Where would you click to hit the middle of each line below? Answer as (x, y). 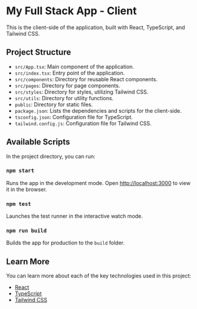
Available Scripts (38, 142)
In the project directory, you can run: (51, 156)
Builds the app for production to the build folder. (66, 243)
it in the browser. (27, 189)
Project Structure (39, 52)
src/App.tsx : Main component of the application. (74, 66)
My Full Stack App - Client (72, 11)
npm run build (26, 231)
